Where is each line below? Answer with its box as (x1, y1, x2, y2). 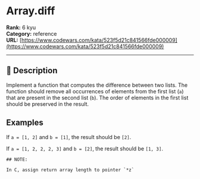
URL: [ (6, 36, 22, 43)
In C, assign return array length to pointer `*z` (6, 167, 135, 173)
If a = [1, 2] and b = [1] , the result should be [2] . (6, 133, 132, 140)
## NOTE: (6, 156, 28, 162)
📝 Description (6, 65, 58, 76)
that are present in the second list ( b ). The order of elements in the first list (6, 94, 189, 101)
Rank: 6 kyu (6, 24, 36, 31)
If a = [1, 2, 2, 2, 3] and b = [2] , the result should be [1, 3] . (6, 145, 164, 152)
